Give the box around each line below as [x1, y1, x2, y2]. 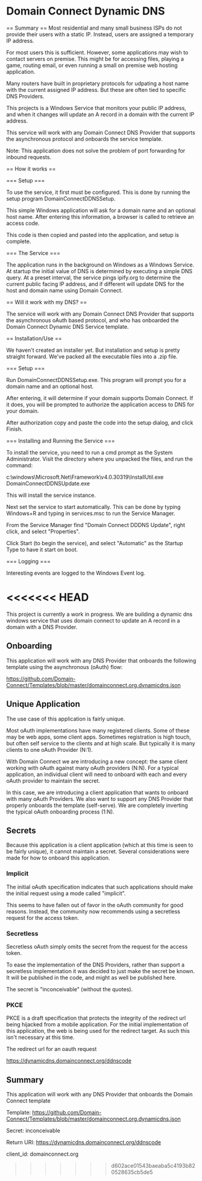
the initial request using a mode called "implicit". [6, 890, 126, 897]
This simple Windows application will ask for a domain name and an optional [6, 207, 196, 214]
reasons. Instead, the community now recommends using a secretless [6, 908, 181, 915]
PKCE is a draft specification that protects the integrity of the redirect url [6, 1014, 186, 1022]
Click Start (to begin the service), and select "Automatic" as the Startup [6, 539, 183, 546]
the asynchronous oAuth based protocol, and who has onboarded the [6, 316, 179, 324]
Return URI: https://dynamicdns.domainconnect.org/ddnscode [6, 1139, 162, 1146]
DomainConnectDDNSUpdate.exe [6, 479, 90, 487]
